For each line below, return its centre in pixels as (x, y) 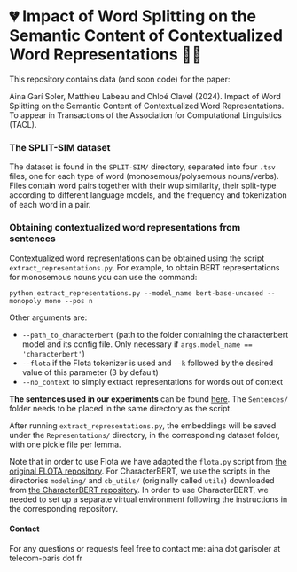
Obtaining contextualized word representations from (125, 228)
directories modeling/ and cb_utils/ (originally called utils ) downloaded (142, 480)
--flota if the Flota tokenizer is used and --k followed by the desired (148, 363)
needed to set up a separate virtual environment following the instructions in (148, 499)
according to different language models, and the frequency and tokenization (148, 195)
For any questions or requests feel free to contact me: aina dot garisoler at (145, 548)
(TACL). (23, 124)
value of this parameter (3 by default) (90, 372)
